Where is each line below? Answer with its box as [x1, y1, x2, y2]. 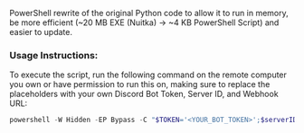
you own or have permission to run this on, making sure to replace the [9, 79, 271, 90]
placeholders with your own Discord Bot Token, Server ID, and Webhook [9, 89, 279, 100]
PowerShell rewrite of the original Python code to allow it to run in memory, [9, 8, 290, 18]
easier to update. [9, 27, 73, 37]
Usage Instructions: [9, 49, 99, 61]
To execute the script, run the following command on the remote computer [9, 69, 288, 80]
